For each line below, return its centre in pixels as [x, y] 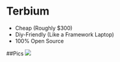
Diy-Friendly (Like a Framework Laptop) [65, 34]
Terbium [28, 11]
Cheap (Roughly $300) [44, 28]
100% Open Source [39, 41]
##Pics [15, 53]
